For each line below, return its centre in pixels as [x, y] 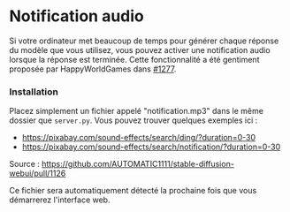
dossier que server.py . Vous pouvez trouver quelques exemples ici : [134, 120]
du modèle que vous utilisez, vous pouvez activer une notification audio [140, 49]
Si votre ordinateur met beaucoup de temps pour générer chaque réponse [144, 41]
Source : [24, 164]
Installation [34, 92]
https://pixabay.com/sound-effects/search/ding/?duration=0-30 [139, 138]
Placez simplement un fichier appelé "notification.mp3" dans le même [136, 111]
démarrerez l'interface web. [60, 200]
